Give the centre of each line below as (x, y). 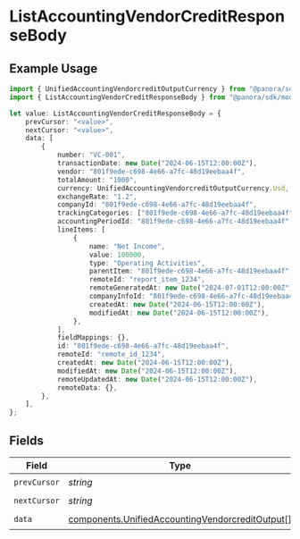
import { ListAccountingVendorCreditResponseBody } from (117, 97)
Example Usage (54, 68)
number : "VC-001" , (91, 155)
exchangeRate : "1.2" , (97, 197)
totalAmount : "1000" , (97, 180)
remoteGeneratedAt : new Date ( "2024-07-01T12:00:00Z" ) (191, 288)
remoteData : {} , (87, 387)
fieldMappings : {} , (93, 338)
